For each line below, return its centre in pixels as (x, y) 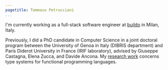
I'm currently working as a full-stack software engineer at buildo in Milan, (82, 25)
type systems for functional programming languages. (61, 61)
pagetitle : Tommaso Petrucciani (40, 10)
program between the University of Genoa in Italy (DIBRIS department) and (84, 45)
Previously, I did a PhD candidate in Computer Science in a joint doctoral (81, 40)
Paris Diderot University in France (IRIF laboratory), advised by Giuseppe (82, 51)
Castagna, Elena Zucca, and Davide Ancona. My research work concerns (82, 56)
